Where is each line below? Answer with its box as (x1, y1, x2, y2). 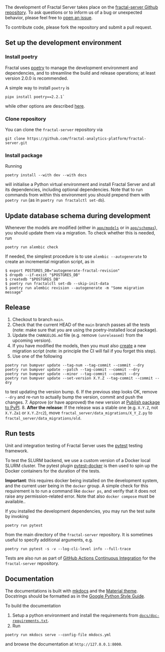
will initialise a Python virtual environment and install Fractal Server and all (5, 182, 155, 187)
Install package (5, 152, 43, 159)
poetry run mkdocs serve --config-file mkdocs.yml (5, 632, 111, 637)
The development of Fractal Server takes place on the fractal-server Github (5, 4, 159, 10)
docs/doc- (139, 613, 160, 618)
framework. (5, 448, 29, 454)
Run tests (5, 429, 35, 438)
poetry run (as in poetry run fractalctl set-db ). (5, 197, 106, 203)
